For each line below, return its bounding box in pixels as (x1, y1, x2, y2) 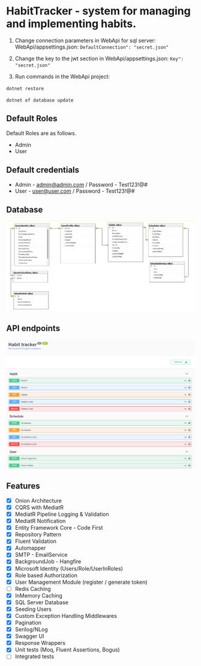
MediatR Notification (14, 518, 66, 525)
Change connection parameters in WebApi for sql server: (14, 37, 156, 44)
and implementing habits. (6, 17, 137, 31)
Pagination (14, 619, 42, 626)
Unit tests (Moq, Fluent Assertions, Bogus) (14, 646, 120, 653)
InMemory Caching (14, 592, 63, 599)
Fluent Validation (14, 537, 57, 545)
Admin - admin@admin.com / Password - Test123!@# (14, 181, 148, 188)
